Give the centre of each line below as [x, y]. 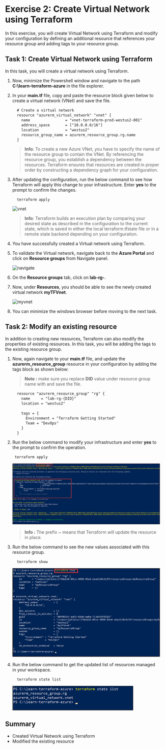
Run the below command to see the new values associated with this [81, 547]
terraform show [32, 562]
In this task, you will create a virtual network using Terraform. [67, 71]
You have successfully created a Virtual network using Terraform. [79, 243]
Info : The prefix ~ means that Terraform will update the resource [90, 532]
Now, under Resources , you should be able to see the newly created [82, 287]
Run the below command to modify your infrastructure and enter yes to [84, 442]
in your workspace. [32, 670]
